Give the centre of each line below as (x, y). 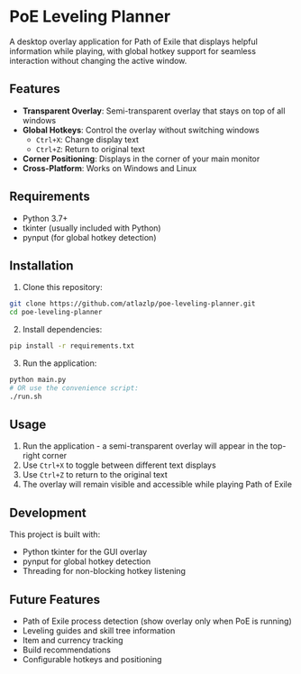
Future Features (55, 600)
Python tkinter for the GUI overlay (85, 552)
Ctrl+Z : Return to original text (91, 149)
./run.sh (26, 396)
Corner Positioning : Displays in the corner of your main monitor (141, 159)
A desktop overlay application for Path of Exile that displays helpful (134, 41)
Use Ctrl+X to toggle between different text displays (119, 465)
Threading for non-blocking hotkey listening (104, 571)
